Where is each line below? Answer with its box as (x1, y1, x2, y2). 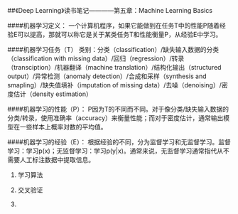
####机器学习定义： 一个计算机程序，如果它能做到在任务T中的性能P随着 (7, 21, 220, 30)
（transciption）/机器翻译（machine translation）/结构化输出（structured (7, 63, 222, 71)
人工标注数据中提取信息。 (19, 156, 94, 164)
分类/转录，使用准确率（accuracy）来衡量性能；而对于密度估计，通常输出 (7, 114, 224, 122)
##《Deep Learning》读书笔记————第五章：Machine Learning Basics (7, 6, 213, 14)
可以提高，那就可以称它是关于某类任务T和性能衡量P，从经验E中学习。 (17, 31, 222, 38)
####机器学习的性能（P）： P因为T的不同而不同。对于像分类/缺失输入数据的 (7, 105, 229, 113)
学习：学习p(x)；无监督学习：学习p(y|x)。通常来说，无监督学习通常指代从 (7, 146, 224, 155)
